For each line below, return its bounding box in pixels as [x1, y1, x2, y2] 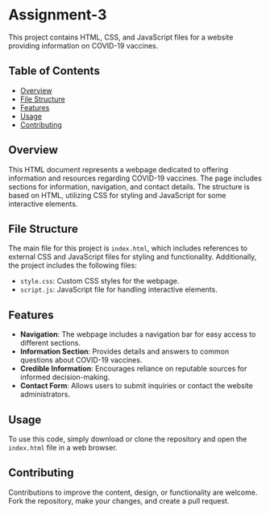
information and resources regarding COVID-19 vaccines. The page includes [8, 173, 262, 183]
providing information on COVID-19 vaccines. [8, 40, 159, 50]
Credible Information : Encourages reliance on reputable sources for [19, 364, 247, 374]
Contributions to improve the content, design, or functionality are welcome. [8, 487, 258, 497]
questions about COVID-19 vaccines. [19, 355, 143, 365]
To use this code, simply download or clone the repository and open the [8, 434, 247, 444]
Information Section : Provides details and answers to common [19, 346, 230, 356]
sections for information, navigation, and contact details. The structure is [8, 181, 250, 191]
